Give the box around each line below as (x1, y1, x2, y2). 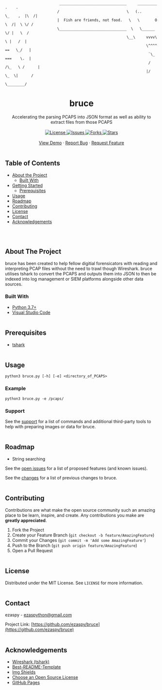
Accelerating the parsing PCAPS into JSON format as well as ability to (12, 114, 151, 120)
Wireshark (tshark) (12, 659, 50, 665)
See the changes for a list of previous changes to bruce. (5, 475, 117, 480)
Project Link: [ (5, 621, 33, 627)
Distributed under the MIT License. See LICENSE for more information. (5, 580, 143, 586)
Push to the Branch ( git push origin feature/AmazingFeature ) (12, 542, 137, 548)
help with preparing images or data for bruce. (5, 424, 96, 430)
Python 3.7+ (12, 304, 37, 310)
